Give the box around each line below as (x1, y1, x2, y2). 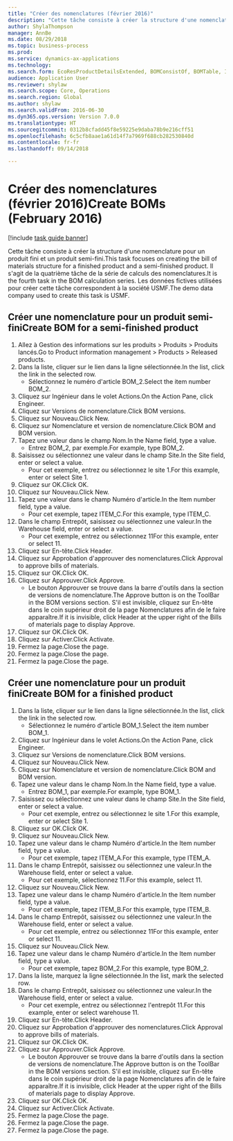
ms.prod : (8, 49, 33, 56)
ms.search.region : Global (8, 94, 82, 101)
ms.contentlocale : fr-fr (8, 139, 80, 146)
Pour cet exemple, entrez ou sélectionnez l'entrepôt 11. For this (28, 1000, 206, 1009)
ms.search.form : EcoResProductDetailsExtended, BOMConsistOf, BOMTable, (8, 68, 222, 75)
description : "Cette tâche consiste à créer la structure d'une (8, 17, 197, 24)
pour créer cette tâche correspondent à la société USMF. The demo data (8, 283, 214, 292)
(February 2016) (8, 211, 103, 227)
